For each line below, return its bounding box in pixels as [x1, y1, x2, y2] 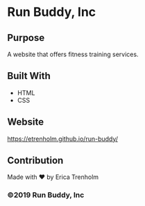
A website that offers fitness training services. [7, 50, 139, 58]
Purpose [7, 32, 45, 44]
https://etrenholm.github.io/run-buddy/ [7, 135, 119, 143]
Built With [7, 70, 51, 82]
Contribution [7, 155, 64, 166]
